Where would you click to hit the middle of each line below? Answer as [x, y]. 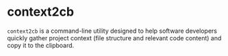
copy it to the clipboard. [41, 45]
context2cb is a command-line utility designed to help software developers [112, 31]
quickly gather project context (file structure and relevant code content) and [114, 38]
